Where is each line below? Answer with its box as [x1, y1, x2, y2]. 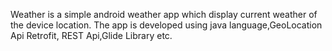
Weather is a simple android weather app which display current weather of [10, 9, 318, 20]
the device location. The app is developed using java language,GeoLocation [10, 19, 323, 31]
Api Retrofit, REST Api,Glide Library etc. [10, 30, 173, 41]
